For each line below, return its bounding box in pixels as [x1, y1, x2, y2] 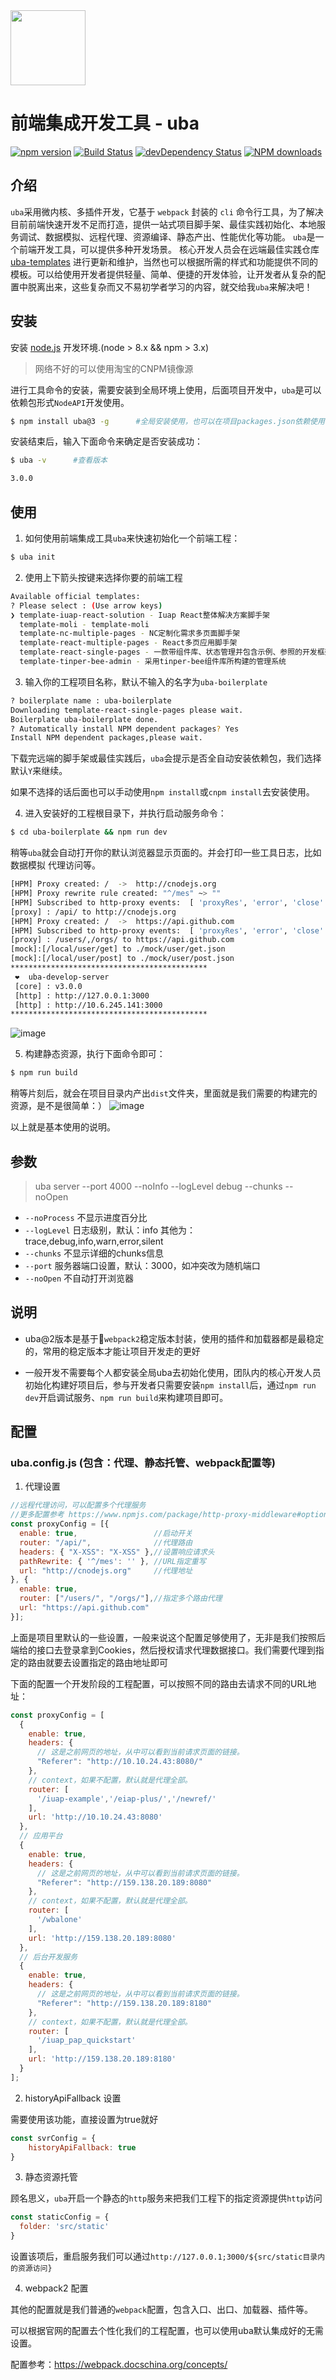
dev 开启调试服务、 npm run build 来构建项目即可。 [24, 1391, 229, 1403]
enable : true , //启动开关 [19, 1529, 193, 1539]
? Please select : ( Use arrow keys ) [10, 600, 163, 611]
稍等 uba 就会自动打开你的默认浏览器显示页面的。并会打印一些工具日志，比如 [10, 847, 322, 859]
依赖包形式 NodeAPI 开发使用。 [10, 396, 130, 408]
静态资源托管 [24, 2171, 78, 2183]
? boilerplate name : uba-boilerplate [10, 695, 172, 706]
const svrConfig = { [10, 2133, 97, 2143]
